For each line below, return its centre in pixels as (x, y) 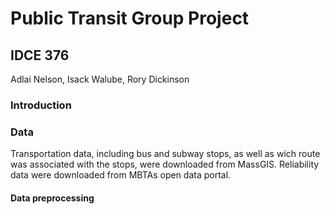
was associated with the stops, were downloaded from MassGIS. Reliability (165, 164)
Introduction (41, 105)
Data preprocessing (52, 198)
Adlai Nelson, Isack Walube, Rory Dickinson (100, 79)
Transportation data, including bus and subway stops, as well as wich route (165, 154)
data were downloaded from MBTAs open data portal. (121, 175)
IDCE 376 (40, 55)
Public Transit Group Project (130, 18)
